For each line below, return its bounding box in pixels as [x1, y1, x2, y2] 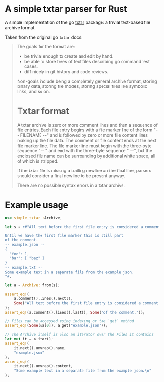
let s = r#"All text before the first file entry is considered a [5, 224, 143, 229]
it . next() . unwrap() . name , [14, 345, 67, 350]
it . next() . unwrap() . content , [14, 364, 73, 369]
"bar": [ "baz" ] [9, 255, 45, 261]
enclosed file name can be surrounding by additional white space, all [17, 153, 156, 159]
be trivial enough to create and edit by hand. [24, 53, 114, 59]
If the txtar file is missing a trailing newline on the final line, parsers [17, 168, 152, 173]
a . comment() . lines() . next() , [14, 297, 73, 301]
